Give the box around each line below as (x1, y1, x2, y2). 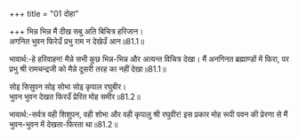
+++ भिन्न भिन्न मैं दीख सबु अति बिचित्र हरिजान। (9, 27, 144, 36)
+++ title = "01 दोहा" (9, 9, 79, 19)
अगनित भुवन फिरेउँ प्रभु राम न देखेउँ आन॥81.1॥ (9, 36, 145, 46)
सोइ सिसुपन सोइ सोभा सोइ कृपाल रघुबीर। (9, 81, 127, 92)
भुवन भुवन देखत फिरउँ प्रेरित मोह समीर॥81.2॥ (9, 91, 141, 102)
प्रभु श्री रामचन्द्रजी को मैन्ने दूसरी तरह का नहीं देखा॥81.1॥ (9, 64, 166, 74)
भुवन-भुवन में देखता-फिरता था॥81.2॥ (9, 120, 118, 129)
